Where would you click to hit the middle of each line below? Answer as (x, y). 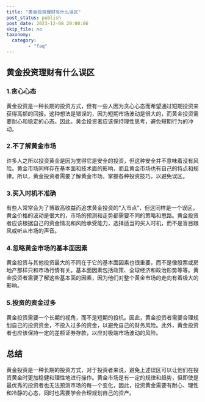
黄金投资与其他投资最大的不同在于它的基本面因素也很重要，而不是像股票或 (100, 262)
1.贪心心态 (21, 91)
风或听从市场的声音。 (33, 231)
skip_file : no (24, 29)
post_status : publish (34, 18)
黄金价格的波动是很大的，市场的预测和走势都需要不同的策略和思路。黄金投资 (103, 215)
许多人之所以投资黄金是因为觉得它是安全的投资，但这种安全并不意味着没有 (100, 160)
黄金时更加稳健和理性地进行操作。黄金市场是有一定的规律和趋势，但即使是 (105, 378)
